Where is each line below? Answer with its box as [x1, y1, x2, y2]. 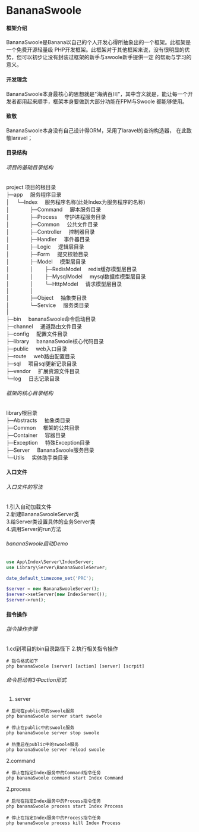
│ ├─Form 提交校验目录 [6, 250, 89, 257]
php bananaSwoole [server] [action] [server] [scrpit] [6, 663, 145, 669]
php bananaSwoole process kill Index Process [6, 820, 121, 826]
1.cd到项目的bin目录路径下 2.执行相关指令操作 [6, 645, 119, 652]
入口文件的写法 [6, 483, 43, 490]
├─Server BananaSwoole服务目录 [6, 446, 95, 454]
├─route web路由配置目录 [6, 352, 75, 359]
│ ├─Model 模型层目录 [6, 257, 86, 265]
